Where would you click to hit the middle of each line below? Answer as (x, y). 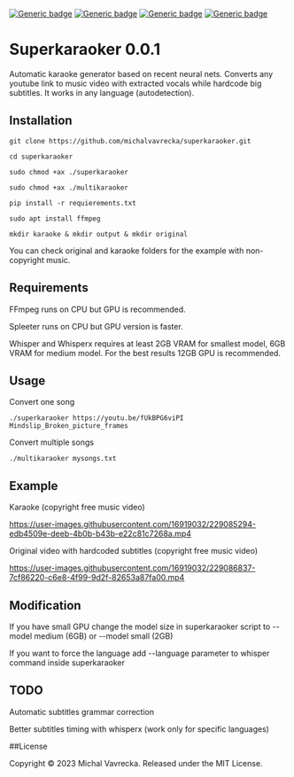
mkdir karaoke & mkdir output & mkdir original (99, 234)
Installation (41, 121)
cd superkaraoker (41, 156)
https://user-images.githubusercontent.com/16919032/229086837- (132, 568)
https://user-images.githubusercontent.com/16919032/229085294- (133, 524)
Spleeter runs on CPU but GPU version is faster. (96, 326)
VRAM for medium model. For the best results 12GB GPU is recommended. (145, 353)
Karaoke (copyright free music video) (77, 507)
